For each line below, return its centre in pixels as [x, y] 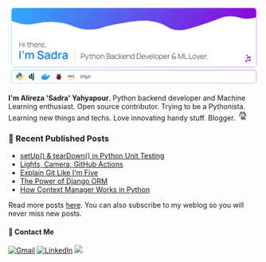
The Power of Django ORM [64, 182]
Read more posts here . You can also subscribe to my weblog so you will [126, 205]
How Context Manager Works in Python [85, 190]
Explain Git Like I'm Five [59, 173]
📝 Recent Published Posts [59, 139]
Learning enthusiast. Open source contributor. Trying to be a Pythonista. [127, 106]
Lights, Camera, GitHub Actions [71, 164]
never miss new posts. [45, 213]
